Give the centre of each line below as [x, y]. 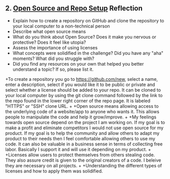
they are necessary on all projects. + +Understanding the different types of [84, 165]
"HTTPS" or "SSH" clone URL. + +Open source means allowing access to [82, 106]
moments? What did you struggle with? [54, 58]
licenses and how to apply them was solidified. [54, 171]
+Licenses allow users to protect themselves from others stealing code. [80, 155]
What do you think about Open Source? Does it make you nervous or [84, 37]
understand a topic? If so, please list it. [53, 69]
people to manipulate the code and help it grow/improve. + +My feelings [81, 117]
